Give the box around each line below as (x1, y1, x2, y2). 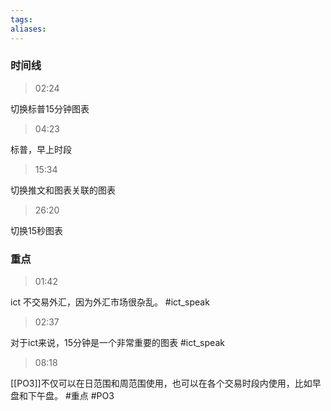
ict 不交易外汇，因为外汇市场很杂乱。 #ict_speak (10, 296, 210, 308)
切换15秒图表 (10, 224, 63, 236)
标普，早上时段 (10, 143, 72, 155)
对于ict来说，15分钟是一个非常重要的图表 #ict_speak (10, 337, 225, 349)
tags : (10, 14, 33, 25)
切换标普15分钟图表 (10, 102, 90, 115)
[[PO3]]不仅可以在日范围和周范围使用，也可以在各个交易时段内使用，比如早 (10, 377, 322, 390)
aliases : (10, 24, 47, 34)
